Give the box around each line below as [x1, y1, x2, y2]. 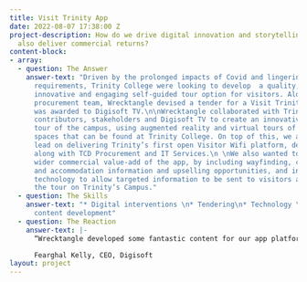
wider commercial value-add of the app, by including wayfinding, [33, 157, 292, 167]
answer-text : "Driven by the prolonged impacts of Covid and [26, 73, 263, 82]
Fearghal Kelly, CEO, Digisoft [33, 250, 153, 260]
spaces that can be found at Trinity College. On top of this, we [33, 132, 292, 141]
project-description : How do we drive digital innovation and [9, 30, 251, 39]
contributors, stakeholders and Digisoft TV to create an [33, 115, 259, 124]
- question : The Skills [17, 192, 108, 201]
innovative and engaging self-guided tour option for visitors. [33, 89, 284, 99]
